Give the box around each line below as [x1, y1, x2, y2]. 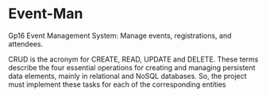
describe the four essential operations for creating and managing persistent [8, 62, 256, 72]
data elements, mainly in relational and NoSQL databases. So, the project [8, 71, 248, 80]
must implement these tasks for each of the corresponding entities [8, 80, 226, 89]
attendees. [8, 39, 44, 48]
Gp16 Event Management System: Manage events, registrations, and [8, 31, 232, 40]
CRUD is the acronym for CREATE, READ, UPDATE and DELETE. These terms [8, 54, 259, 64]
